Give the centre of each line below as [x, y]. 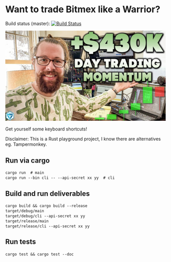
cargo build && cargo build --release [46, 206]
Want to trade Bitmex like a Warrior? [83, 9]
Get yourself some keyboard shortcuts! [46, 129]
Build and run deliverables [48, 193]
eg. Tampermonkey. [26, 144]
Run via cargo [27, 160]
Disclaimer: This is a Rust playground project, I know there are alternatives [83, 139]
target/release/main [27, 221]
